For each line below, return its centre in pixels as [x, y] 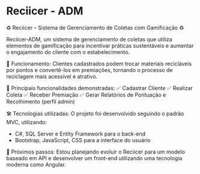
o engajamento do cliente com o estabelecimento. [68, 52]
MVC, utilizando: [26, 122]
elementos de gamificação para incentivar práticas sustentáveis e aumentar [100, 46]
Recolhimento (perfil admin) [41, 101]
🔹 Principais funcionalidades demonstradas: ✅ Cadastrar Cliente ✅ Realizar [100, 88]
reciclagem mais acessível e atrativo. [52, 76]
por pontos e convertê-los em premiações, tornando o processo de [89, 70]
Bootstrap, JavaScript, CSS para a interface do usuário [83, 140]
